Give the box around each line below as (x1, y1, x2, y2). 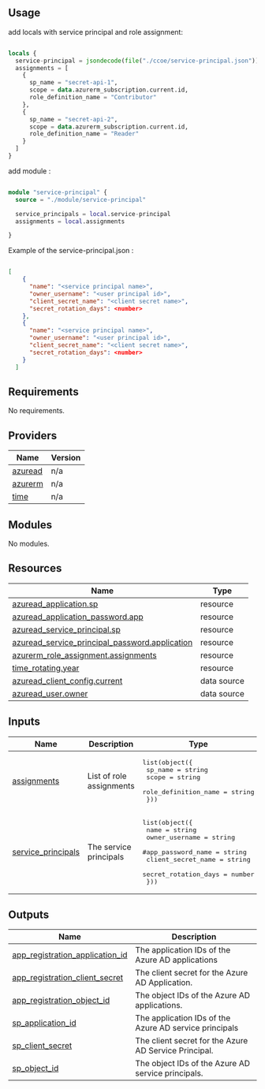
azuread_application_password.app (12, 611, 144, 622)
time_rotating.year (12, 662, 80, 673)
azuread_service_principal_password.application (12, 636, 193, 647)
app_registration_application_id (12, 949, 128, 960)
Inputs (8, 715, 41, 729)
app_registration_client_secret (12, 972, 124, 983)
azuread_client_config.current (12, 675, 123, 686)
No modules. (8, 539, 50, 548)
